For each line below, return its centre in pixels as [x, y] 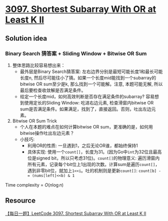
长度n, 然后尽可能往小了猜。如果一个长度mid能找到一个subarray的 [88, 77]
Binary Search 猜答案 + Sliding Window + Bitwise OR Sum [76, 53]
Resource [20, 201]
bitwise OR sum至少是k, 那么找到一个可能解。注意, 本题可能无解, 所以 [91, 84]
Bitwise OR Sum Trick [35, 120]
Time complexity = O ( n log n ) [34, 185]
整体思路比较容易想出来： [39, 65]
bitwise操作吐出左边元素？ [47, 133]
